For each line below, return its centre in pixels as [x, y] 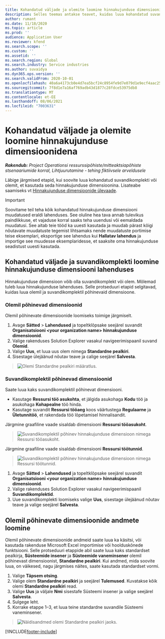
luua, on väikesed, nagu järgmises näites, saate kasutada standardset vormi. [82, 566]
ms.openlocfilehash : [26, 83]
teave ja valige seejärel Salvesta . [46, 505]
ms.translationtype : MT [29, 92]
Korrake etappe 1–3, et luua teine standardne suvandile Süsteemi [78, 607]
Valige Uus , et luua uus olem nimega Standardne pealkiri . [71, 352]
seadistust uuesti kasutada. [33, 246]
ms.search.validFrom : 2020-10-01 [39, 79]
